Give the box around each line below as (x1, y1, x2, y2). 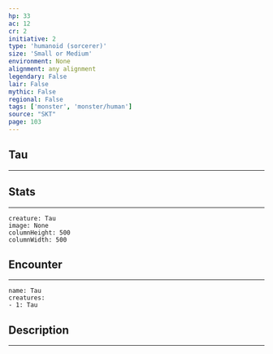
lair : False (8, 80, 49, 88)
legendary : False (8, 72, 67, 81)
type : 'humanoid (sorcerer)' (8, 42, 107, 50)
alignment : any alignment (8, 65, 96, 73)
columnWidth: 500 (8, 235, 67, 244)
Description (8, 323, 69, 337)
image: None (8, 221, 49, 229)
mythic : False (8, 87, 57, 96)
